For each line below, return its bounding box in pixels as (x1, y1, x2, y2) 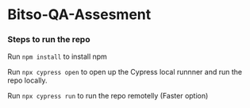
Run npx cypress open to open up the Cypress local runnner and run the (7, 67, 243, 77)
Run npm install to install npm (7, 52, 108, 61)
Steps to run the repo (7, 34, 90, 45)
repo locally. (7, 75, 48, 85)
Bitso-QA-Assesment (7, 6, 152, 24)
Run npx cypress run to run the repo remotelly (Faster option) (7, 91, 209, 101)
